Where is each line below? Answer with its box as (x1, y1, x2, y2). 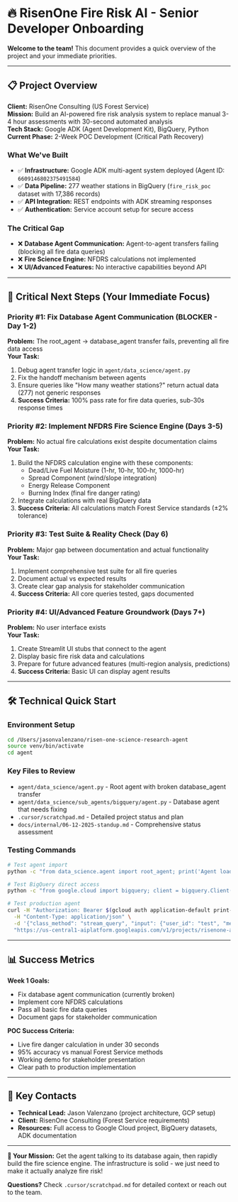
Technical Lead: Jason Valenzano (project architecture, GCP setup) (17, 1109, 216, 1118)
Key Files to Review (7, 766, 76, 776)
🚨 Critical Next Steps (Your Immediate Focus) (7, 290, 210, 302)
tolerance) (17, 511, 48, 520)
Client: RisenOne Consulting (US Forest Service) (7, 102, 149, 111)
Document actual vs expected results (17, 574, 127, 583)
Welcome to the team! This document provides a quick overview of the (7, 44, 216, 53)
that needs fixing (17, 804, 67, 814)
